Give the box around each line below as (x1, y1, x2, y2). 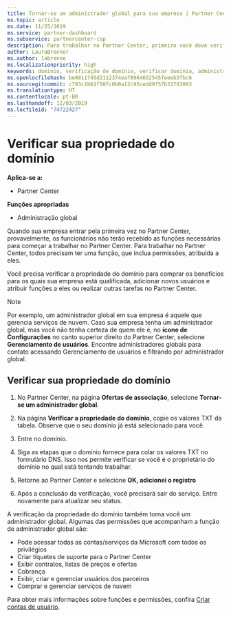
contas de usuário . (7, 603, 60, 611)
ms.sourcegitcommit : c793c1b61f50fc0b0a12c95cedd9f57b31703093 (7, 81, 192, 88)
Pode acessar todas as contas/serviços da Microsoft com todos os (16, 538, 207, 546)
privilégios (16, 545, 47, 554)
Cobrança (16, 567, 46, 576)
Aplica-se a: (7, 173, 43, 181)
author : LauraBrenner (7, 49, 69, 56)
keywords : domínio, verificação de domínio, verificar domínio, (7, 68, 195, 74)
